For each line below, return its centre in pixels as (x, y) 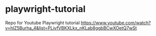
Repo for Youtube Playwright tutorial (42, 23)
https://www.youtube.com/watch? (116, 23)
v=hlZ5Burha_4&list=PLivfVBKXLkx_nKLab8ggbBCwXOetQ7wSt (71, 28)
